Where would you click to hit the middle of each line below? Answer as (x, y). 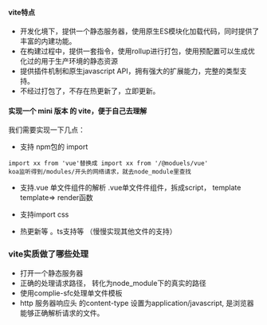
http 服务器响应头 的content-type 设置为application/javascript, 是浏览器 (137, 303)
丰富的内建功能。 (48, 41)
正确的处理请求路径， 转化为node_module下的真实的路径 (113, 283)
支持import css (44, 214)
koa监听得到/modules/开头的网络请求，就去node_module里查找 (100, 172)
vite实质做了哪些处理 (49, 254)
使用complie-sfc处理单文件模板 (71, 293)
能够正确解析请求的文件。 (62, 313)
